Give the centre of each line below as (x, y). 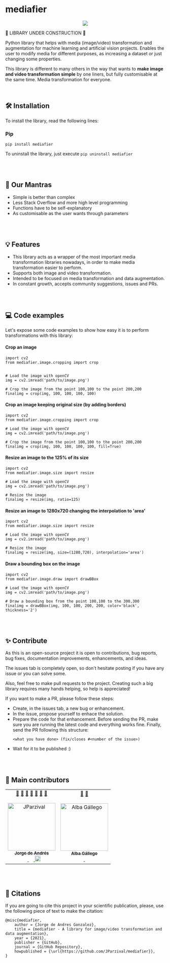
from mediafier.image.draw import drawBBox (52, 579)
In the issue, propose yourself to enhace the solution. (68, 714)
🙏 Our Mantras (29, 185)
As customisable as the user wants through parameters (70, 213)
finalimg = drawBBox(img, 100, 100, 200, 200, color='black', (72, 606)
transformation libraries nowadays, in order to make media (74, 262)
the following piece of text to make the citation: (55, 911)
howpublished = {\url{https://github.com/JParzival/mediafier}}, (85, 951)
